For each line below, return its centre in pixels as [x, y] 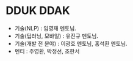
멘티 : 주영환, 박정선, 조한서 [47, 51]
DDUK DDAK [38, 11]
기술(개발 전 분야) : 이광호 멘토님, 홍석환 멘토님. [71, 43]
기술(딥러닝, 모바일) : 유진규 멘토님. [56, 36]
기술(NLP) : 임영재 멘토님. [45, 28]
